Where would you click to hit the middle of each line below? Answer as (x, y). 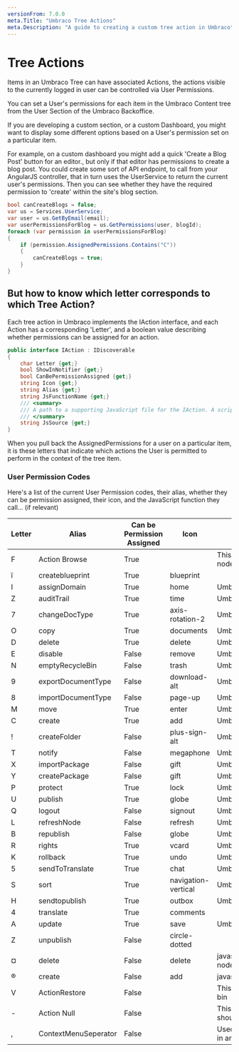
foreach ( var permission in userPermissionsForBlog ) (87, 231)
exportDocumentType (75, 682)
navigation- (190, 880)
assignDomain (63, 587)
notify (48, 753)
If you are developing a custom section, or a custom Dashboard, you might (117, 125)
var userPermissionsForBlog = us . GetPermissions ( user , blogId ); (105, 225)
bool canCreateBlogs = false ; (52, 205)
